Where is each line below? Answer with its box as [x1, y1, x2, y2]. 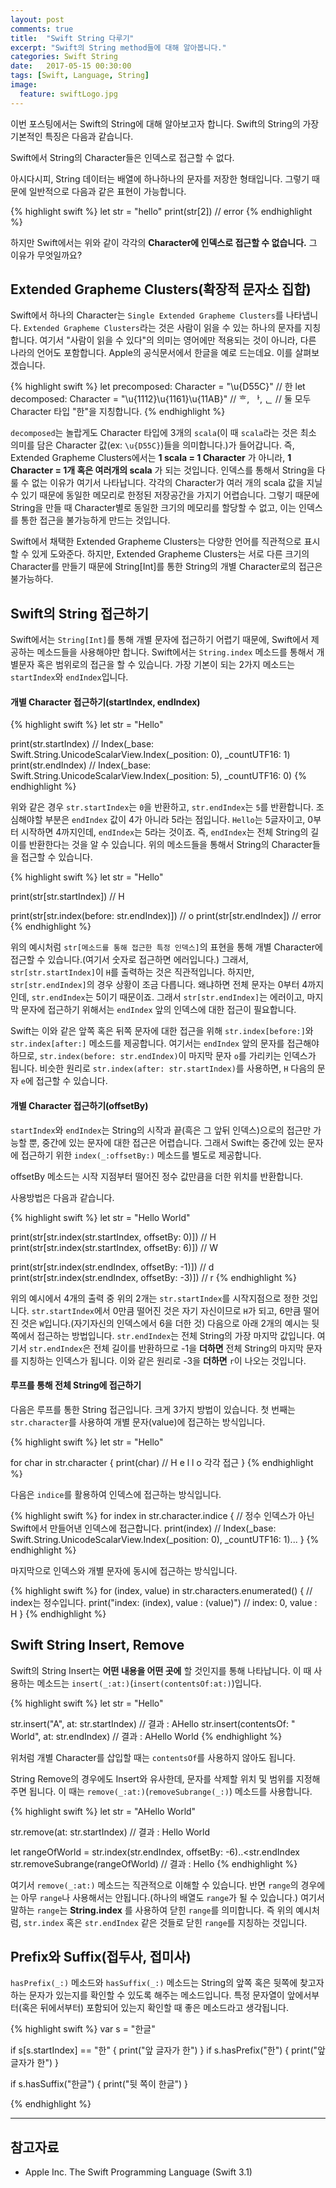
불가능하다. [10, 573, 54, 585]
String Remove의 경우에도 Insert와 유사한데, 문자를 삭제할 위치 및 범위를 [10, 1772, 294, 1785]
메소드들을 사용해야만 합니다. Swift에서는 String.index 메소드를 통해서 [36, 646, 315, 658]
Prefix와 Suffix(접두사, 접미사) [10, 1949, 192, 1966]
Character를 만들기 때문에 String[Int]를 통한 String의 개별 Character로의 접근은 [10, 561, 323, 573]
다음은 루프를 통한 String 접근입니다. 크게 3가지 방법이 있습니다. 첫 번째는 [10, 1403, 296, 1415]
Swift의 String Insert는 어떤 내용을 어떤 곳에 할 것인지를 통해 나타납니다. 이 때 [10, 1664, 312, 1676]
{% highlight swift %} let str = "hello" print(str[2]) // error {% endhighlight [10, 205, 313, 217]
